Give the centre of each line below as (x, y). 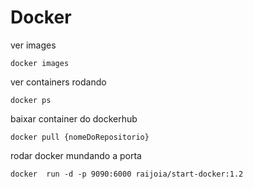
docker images (40, 63)
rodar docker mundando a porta (76, 155)
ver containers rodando (58, 82)
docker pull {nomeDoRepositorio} (80, 137)
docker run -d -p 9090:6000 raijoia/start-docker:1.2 (127, 174)
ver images (33, 45)
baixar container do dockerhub (74, 118)
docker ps (31, 100)
